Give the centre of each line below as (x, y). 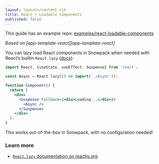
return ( (19, 90)
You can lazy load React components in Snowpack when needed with (77, 53)
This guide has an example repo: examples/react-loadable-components (79, 34)
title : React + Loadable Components (44, 15)
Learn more (20, 145)
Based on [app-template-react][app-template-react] (60, 43)
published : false (23, 19)
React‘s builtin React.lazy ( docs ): (39, 58)
